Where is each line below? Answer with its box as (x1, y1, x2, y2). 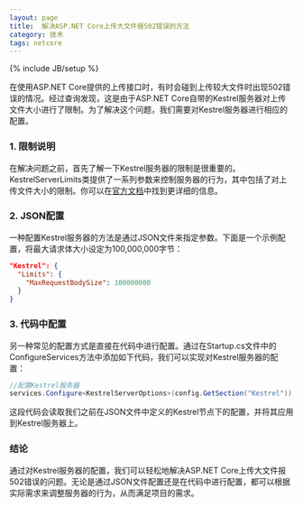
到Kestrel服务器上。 (9, 418, 83, 429)
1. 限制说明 (9, 141, 56, 153)
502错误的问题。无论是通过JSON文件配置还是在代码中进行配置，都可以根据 (9, 475, 290, 487)
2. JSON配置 (9, 209, 65, 222)
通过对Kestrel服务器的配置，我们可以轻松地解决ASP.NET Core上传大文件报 (9, 465, 287, 475)
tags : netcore (9, 38, 63, 48)
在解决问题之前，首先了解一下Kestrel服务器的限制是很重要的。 (9, 162, 241, 173)
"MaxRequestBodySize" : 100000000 (25, 278, 151, 287)
